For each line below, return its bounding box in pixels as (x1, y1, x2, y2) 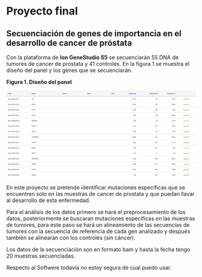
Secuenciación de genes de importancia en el (6, 28, 181, 39)
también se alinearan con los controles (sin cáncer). (6, 234, 136, 241)
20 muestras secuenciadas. (6, 252, 76, 259)
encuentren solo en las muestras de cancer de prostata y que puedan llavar (6, 190, 195, 197)
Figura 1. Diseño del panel (6, 79, 73, 85)
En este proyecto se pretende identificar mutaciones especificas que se (6, 183, 186, 191)
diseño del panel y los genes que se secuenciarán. (6, 67, 133, 74)
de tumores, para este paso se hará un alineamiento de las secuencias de (6, 221, 190, 228)
